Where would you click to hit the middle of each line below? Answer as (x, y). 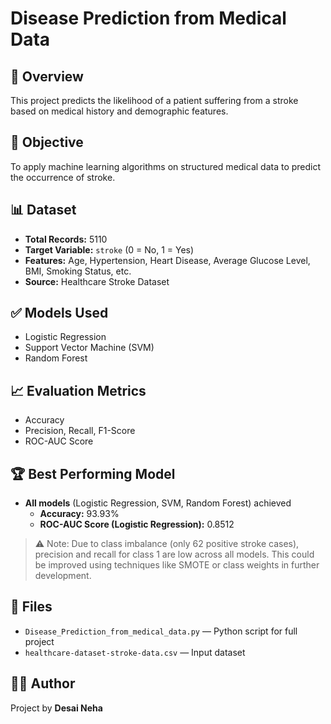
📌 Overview (47, 76)
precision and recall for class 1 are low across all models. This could (174, 554)
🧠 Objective (47, 142)
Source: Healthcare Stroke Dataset (97, 281)
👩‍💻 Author (43, 683)
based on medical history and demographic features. (119, 111)
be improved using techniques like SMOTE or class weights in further (177, 565)
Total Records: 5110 (66, 239)
